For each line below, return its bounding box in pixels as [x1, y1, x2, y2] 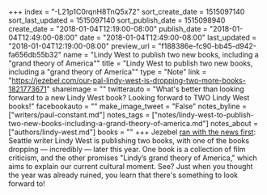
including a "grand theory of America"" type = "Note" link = [8, 67, 207, 76]
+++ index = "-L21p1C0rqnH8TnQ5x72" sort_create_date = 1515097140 [8, 7, 245, 16]
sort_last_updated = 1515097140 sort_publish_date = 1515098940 [8, 15, 226, 25]
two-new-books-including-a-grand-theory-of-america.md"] [8, 119, 209, 128]
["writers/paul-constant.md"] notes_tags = [8, 110, 150, 120]
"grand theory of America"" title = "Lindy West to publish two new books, [8, 58, 253, 68]
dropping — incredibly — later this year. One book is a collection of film [8, 145, 246, 154]
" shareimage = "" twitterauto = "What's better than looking [46, 84, 244, 94]
